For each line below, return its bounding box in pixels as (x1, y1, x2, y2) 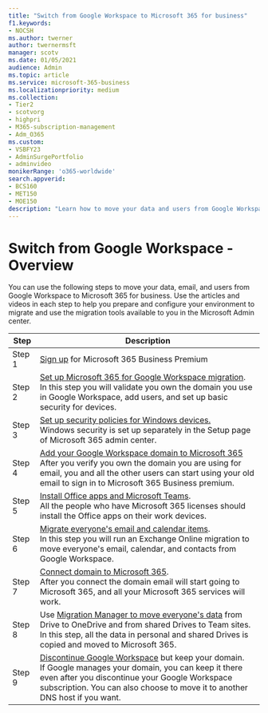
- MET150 (8, 189, 37, 198)
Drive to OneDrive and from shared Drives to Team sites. (39, 620, 251, 631)
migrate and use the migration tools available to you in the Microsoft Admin (8, 308, 255, 318)
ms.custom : (8, 137, 45, 146)
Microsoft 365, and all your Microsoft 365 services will (39, 586, 246, 597)
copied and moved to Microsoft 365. (39, 640, 177, 651)
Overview (8, 256, 74, 274)
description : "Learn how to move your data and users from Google (8, 204, 234, 212)
